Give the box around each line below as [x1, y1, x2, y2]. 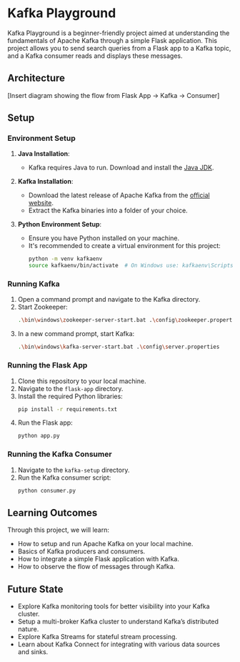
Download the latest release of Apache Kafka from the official [28, 191, 210, 199]
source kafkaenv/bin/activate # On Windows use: [28, 262, 180, 270]
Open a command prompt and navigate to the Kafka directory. [17, 295, 201, 304]
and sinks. [17, 648, 49, 656]
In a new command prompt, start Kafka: [17, 330, 135, 338]
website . [28, 199, 54, 207]
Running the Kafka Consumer [7, 449, 112, 459]
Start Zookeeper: [17, 302, 68, 312]
